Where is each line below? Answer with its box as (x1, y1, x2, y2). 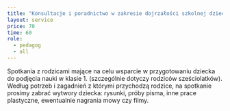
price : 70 (7, 23, 36, 29)
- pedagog (13, 42, 41, 49)
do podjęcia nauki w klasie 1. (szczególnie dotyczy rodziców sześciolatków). (7, 74, 222, 82)
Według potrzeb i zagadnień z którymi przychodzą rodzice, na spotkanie (7, 82, 212, 90)
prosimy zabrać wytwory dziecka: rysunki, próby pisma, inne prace (7, 88, 197, 97)
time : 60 (7, 29, 32, 36)
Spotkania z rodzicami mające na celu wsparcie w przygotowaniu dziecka (7, 66, 216, 75)
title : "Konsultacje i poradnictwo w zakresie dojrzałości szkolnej (7, 10, 207, 17)
